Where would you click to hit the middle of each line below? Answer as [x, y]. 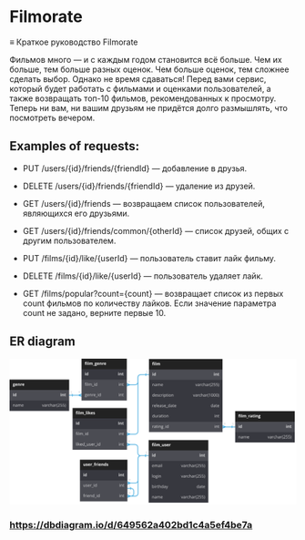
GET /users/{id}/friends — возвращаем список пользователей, [144, 203]
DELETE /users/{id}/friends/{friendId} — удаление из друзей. [139, 186]
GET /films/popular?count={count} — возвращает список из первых [153, 293]
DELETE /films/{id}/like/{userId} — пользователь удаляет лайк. [143, 276]
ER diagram [42, 342]
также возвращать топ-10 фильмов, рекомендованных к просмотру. [143, 98]
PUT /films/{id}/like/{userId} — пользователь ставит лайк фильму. [149, 258]
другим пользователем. [69, 240]
